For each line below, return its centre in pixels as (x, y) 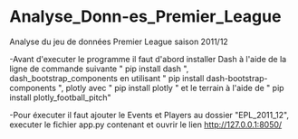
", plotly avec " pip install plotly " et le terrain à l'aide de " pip (171, 88)
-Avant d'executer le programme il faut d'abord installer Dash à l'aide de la (148, 59)
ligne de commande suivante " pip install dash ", (99, 69)
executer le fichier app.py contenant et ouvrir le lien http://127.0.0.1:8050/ (146, 125)
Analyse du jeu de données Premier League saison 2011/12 (119, 42)
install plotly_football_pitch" (60, 97)
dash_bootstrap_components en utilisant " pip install (107, 78)
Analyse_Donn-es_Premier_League (145, 17)
